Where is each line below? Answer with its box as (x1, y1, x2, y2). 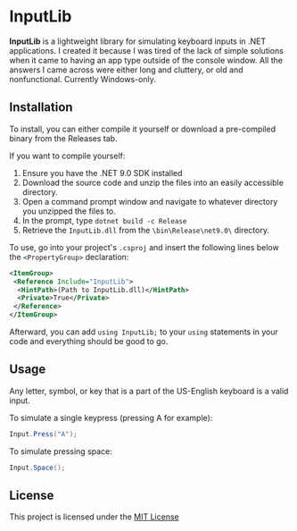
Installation (9, 100, 73, 115)
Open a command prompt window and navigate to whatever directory (21, 196, 278, 206)
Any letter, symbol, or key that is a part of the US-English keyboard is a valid (9, 385, 289, 396)
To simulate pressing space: (9, 445, 113, 457)
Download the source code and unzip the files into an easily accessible (21, 177, 284, 188)
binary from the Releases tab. (9, 132, 118, 144)
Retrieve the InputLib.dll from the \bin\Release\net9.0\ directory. (21, 224, 270, 235)
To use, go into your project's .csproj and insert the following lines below (9, 241, 279, 252)
